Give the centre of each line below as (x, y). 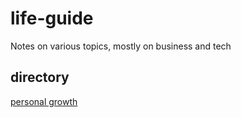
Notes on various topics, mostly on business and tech (121, 46)
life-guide (52, 18)
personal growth (44, 101)
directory (40, 77)
